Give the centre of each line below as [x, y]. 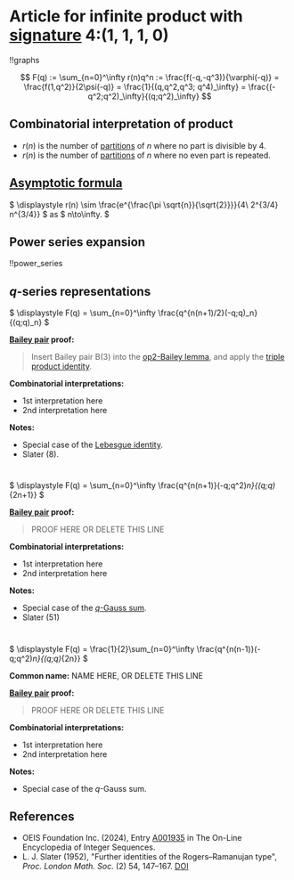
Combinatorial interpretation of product [121, 124]
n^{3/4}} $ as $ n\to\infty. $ [59, 214]
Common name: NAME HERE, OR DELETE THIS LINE [106, 675]
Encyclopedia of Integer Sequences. [89, 847]
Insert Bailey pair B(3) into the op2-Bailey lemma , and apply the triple [158, 357]
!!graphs [24, 60]
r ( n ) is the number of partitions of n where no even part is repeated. [147, 155]
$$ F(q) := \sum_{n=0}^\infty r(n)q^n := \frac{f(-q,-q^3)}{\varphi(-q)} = [150, 77]
